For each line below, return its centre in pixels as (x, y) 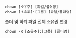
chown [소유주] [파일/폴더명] (32, 7)
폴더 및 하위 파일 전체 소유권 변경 (36, 21)
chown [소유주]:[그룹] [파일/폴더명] (38, 12)
